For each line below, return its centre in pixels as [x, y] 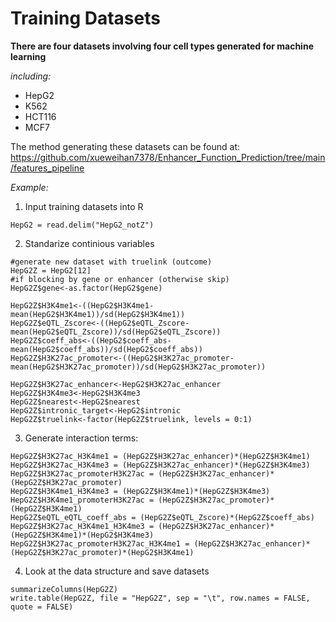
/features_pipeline [47, 168]
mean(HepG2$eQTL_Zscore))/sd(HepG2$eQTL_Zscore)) [116, 332]
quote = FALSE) [42, 607]
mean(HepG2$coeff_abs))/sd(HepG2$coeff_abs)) [106, 349]
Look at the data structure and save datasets [117, 571]
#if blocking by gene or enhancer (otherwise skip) [120, 279]
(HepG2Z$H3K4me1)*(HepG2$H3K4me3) [82, 535]
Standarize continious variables [89, 243]
